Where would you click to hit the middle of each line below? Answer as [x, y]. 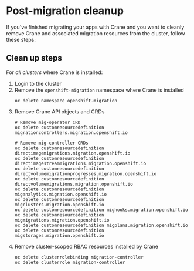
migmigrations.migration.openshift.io [62, 220]
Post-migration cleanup [65, 11]
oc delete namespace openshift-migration [66, 101]
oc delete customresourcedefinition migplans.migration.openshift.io [101, 225]
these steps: [21, 39]
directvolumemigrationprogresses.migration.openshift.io [86, 174]
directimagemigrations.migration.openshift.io [72, 153]
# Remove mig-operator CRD [47, 122]
